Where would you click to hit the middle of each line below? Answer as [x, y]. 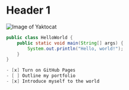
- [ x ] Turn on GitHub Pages [41, 70]
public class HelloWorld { [40, 37]
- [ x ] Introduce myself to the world [53, 81]
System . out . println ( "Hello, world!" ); [75, 49]
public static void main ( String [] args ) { [70, 43]
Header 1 [28, 10]
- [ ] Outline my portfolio [41, 76]
